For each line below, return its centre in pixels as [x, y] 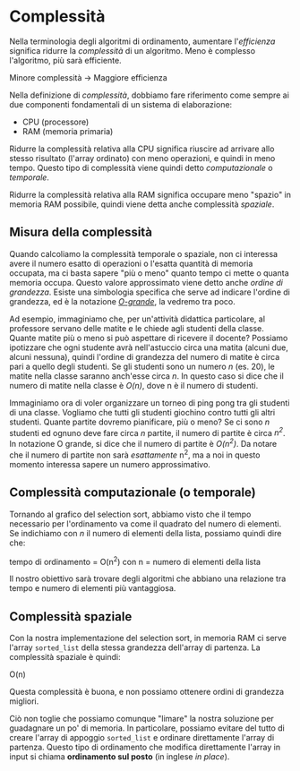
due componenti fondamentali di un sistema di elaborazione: [121, 104]
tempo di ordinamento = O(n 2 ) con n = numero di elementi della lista [135, 561]
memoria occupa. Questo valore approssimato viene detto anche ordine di [146, 282]
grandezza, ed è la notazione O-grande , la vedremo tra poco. [122, 301]
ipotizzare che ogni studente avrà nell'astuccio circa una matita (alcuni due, [149, 347]
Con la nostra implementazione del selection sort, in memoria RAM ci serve [148, 638]
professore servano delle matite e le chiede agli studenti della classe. [137, 328]
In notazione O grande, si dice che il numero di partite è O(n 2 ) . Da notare [143, 443]
